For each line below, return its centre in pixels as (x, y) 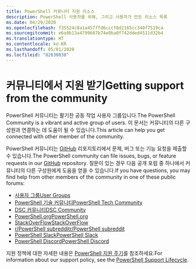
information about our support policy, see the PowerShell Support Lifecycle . (97, 260)
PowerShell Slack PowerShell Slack (56, 235)
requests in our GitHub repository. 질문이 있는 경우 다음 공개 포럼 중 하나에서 (95, 163)
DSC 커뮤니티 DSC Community (50, 209)
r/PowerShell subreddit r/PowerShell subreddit (70, 229)
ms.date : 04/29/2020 (31, 22)
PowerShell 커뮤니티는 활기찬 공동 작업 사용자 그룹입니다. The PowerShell (91, 115)
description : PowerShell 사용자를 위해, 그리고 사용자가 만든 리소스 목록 (87, 17)
